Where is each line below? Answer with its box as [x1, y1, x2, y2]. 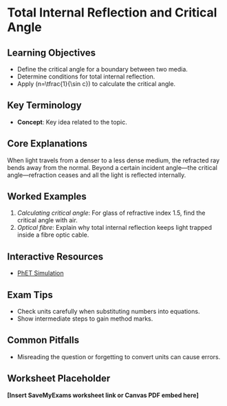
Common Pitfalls [7, 334, 80, 346]
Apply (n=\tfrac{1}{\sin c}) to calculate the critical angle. [17, 80, 176, 87]
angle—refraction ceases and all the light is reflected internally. [7, 171, 186, 179]
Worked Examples [7, 191, 87, 202]
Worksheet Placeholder [7, 373, 111, 385]
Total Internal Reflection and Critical [7, 5, 217, 21]
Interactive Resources [7, 250, 104, 262]
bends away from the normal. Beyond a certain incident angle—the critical [7, 163, 218, 171]
